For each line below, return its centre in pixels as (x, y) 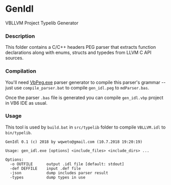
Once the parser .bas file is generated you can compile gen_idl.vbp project (84, 98)
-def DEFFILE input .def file (45, 168)
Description (20, 36)
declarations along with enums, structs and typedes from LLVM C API (78, 53)
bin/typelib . (19, 132)
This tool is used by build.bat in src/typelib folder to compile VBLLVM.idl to (86, 127)
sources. (15, 58)
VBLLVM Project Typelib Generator (42, 23)
